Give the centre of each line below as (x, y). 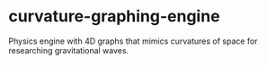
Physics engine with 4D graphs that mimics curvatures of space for (133, 41)
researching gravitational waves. (69, 50)
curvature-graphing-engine (115, 16)
